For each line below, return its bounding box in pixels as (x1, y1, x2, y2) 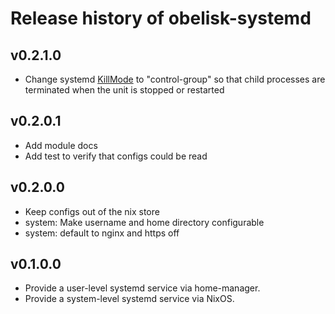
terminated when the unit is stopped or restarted (24, 84, 225, 96)
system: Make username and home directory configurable (24, 216, 265, 228)
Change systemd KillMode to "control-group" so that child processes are (24, 73, 326, 85)
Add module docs (24, 139, 98, 151)
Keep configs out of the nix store (24, 205, 160, 217)
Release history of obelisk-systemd (10, 7, 312, 30)
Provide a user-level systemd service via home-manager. (24, 282, 261, 294)
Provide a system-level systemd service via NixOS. (24, 293, 235, 305)
